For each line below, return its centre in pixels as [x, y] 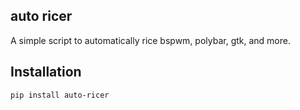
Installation [46, 72]
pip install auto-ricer [60, 95]
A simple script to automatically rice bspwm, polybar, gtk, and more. [150, 40]
